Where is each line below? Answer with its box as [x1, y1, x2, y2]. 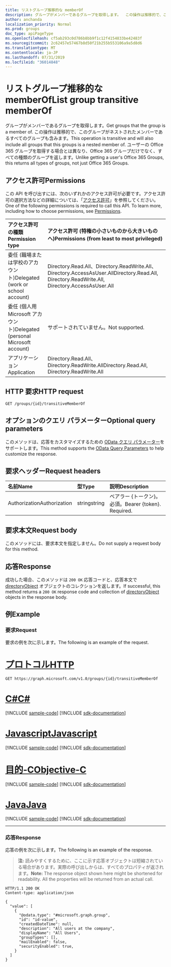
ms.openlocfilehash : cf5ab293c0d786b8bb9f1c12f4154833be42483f [5, 36, 142, 41]
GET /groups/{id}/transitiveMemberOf [5, 401, 85, 406]
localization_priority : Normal [5, 21, 72, 27]
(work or [8, 281, 28, 288]
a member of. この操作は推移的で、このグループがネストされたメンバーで [5, 129, 159, 135]
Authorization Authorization [8, 500, 72, 507]
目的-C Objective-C [5, 764, 87, 776]
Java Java [5, 799, 47, 810]
